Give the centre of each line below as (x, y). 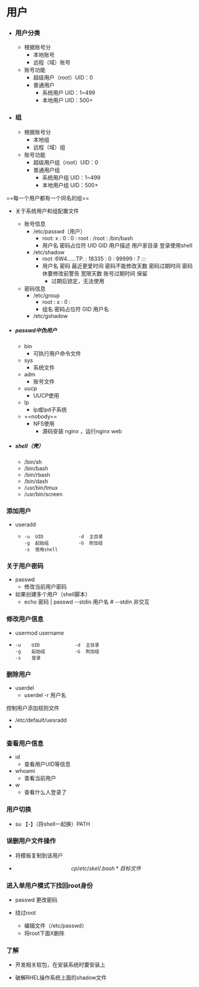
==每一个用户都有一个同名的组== (48, 198)
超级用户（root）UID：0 (63, 78)
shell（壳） (29, 446)
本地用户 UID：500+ (67, 100)
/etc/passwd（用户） (59, 231)
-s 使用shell (41, 550)
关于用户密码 (25, 566)
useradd (25, 525)
